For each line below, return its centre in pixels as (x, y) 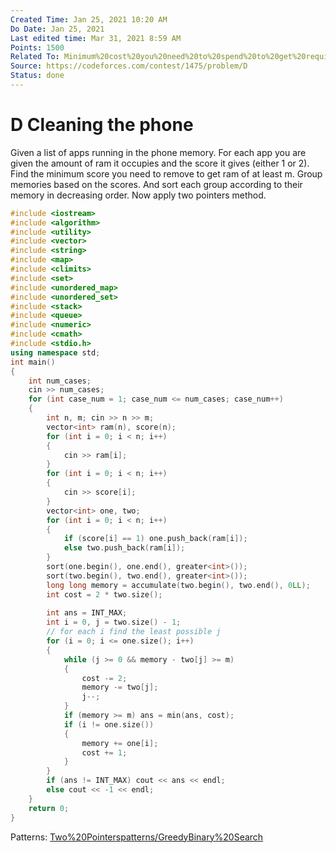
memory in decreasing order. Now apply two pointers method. (138, 195)
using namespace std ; (55, 352)
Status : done (37, 76)
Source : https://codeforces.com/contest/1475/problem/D (129, 66)
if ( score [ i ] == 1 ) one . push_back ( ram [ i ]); (155, 539)
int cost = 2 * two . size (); (104, 594)
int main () (33, 362)
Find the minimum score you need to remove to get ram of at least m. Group (166, 173)
